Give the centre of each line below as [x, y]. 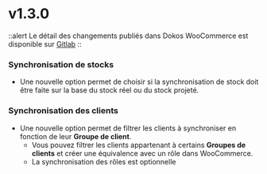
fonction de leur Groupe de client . [75, 136]
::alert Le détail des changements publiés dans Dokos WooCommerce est [128, 36]
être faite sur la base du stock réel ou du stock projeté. [109, 90]
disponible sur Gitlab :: [45, 43]
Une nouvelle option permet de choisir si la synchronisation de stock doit [139, 82]
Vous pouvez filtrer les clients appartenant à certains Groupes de [139, 145]
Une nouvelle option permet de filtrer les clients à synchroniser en [128, 128]
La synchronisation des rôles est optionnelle [104, 161]
